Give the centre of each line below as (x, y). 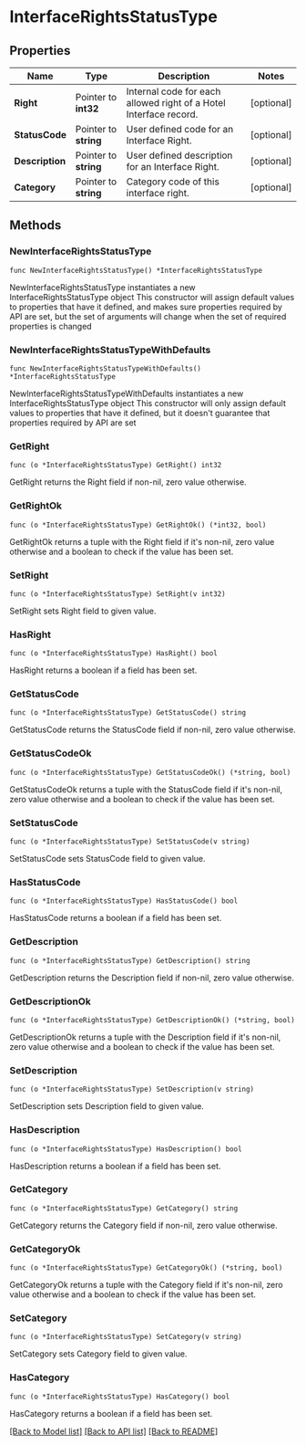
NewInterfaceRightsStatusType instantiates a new (102, 287)
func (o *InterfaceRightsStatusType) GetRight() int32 (116, 466)
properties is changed (51, 326)
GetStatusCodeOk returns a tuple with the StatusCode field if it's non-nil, (146, 789)
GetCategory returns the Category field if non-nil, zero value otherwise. (143, 1225)
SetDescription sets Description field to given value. (107, 1106)
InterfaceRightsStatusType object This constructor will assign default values (152, 297)
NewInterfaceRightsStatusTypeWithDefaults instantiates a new (127, 393)
